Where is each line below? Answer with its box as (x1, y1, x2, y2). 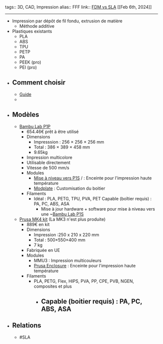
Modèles (12, 111, 39, 119)
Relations (12, 321, 41, 329)
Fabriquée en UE (26, 247, 60, 253)
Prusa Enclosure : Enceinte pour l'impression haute (33, 262, 136, 268)
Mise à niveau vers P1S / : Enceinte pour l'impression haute (33, 175, 152, 181)
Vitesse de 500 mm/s (26, 164, 69, 170)
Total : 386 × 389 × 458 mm (33, 144, 91, 150)
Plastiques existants (12, 29, 52, 34)
